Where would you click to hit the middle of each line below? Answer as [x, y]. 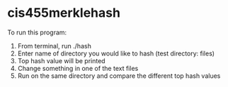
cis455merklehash [64, 13]
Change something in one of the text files [78, 68]
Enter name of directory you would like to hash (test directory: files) [116, 53]
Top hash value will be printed [61, 60]
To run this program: [37, 32]
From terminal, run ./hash [55, 46]
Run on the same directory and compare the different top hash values [119, 76]
